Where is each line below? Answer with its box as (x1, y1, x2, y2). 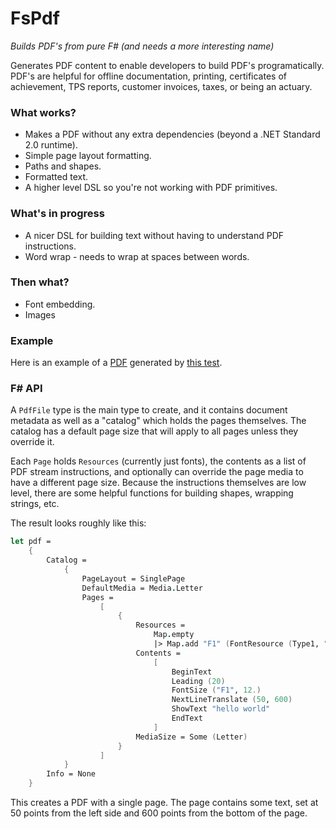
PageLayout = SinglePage (81, 573, 186, 584)
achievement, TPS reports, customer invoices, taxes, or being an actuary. (10, 80, 313, 92)
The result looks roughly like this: (10, 517, 147, 529)
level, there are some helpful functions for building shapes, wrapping (10, 487, 294, 499)
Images (24, 308, 56, 321)
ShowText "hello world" (171, 704, 271, 714)
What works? (10, 105, 77, 119)
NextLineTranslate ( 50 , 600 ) (171, 695, 293, 705)
